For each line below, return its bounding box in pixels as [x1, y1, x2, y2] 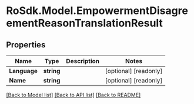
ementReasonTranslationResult [6, 16, 163, 30]
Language [9, 67, 38, 75]
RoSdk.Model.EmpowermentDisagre [6, 4, 188, 18]
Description [66, 57, 100, 65]
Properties [6, 40, 46, 50]
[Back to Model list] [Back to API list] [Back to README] [6, 92, 141, 98]
